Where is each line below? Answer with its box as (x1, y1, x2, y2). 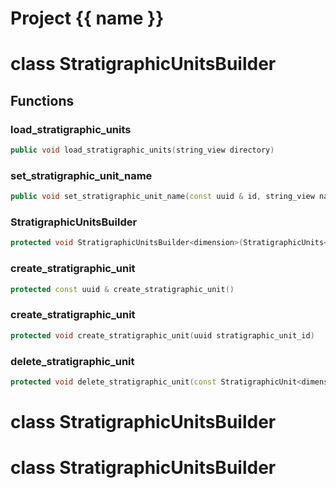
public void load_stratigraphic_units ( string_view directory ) (10, 145, 275, 156)
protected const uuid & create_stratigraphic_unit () (10, 284, 235, 294)
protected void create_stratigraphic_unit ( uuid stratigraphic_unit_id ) (10, 330, 315, 341)
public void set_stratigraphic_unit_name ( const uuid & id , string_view (10, 192, 315, 202)
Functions (10, 92, 75, 109)
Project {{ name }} (10, 7, 165, 30)
